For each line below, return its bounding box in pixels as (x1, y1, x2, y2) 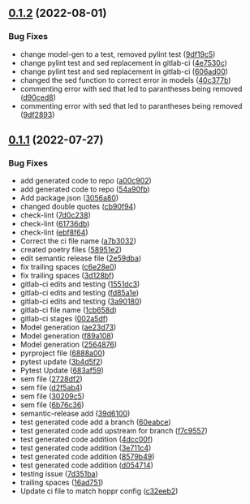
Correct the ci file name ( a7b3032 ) (19, 236, 136, 246)
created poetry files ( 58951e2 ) (19, 245, 123, 255)
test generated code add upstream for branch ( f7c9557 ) (19, 426, 209, 436)
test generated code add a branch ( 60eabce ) (19, 417, 172, 427)
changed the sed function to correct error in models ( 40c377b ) (19, 75, 231, 84)
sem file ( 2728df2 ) (19, 374, 83, 384)
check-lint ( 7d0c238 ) (19, 210, 91, 220)
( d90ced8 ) (19, 93, 57, 102)
